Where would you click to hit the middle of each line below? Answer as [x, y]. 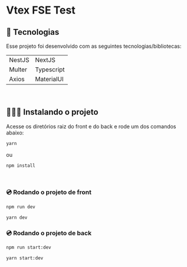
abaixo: [15, 133]
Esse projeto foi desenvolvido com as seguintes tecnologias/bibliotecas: [94, 46]
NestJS [19, 60]
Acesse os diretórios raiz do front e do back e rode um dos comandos [91, 126]
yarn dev [17, 217]
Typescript [50, 70]
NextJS [45, 60]
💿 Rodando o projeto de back [49, 233]
